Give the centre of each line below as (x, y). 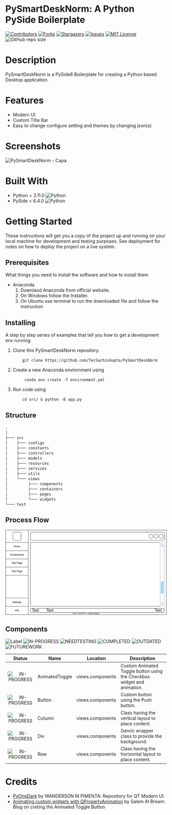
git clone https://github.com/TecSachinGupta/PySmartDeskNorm (90, 361)
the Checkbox (135, 677)
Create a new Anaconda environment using (58, 370)
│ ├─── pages (28, 494)
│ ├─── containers (34, 489)
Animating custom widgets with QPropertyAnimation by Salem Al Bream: (89, 801)
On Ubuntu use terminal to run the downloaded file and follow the (89, 301)
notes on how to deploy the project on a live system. (60, 246)
